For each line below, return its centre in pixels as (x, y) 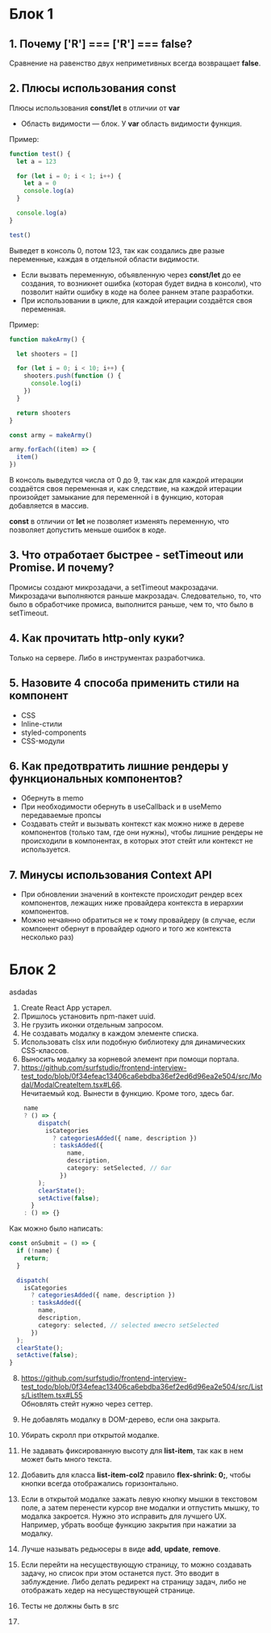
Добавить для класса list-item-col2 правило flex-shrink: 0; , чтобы (135, 1475)
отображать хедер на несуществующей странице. (108, 1590)
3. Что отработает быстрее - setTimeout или (127, 555)
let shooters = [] (48, 354)
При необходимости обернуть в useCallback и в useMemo (121, 806)
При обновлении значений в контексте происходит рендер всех (131, 894)
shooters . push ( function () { (73, 376)
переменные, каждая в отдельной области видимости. (104, 259)
